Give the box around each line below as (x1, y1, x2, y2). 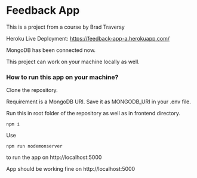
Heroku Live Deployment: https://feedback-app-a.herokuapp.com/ (6, 35, 170, 42)
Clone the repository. (6, 87, 58, 94)
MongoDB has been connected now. (6, 46, 96, 54)
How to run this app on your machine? (6, 73, 119, 81)
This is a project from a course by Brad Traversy (6, 23, 125, 30)
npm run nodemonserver (6, 143, 63, 149)
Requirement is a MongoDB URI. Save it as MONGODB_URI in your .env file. (6, 98, 191, 105)
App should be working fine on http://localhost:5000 (6, 165, 136, 173)
